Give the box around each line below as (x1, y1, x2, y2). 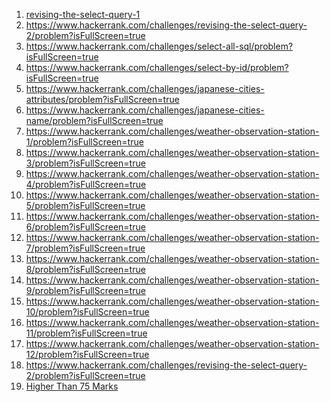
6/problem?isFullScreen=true (25, 221, 146, 233)
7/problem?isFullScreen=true (25, 242, 146, 254)
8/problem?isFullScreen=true (25, 264, 146, 275)
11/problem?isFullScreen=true (25, 327, 148, 339)
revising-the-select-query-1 (25, 9, 141, 20)
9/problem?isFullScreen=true (25, 285, 146, 296)
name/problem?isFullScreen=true (25, 115, 164, 126)
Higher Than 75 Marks (25, 380, 119, 392)
